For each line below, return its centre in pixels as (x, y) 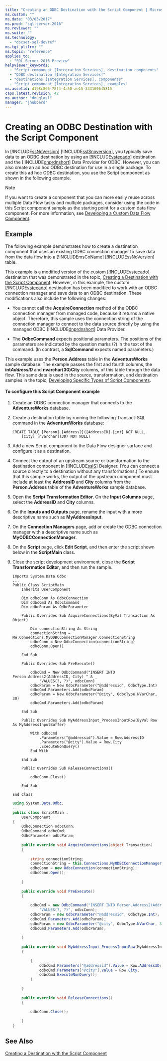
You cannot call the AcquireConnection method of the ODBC (75, 308)
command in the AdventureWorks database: (58, 423)
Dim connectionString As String (64, 629)
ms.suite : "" (19, 33)
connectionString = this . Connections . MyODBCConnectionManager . (97, 864)
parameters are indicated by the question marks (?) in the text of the (82, 344)
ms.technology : (21, 38)
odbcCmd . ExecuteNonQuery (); (68, 975)
